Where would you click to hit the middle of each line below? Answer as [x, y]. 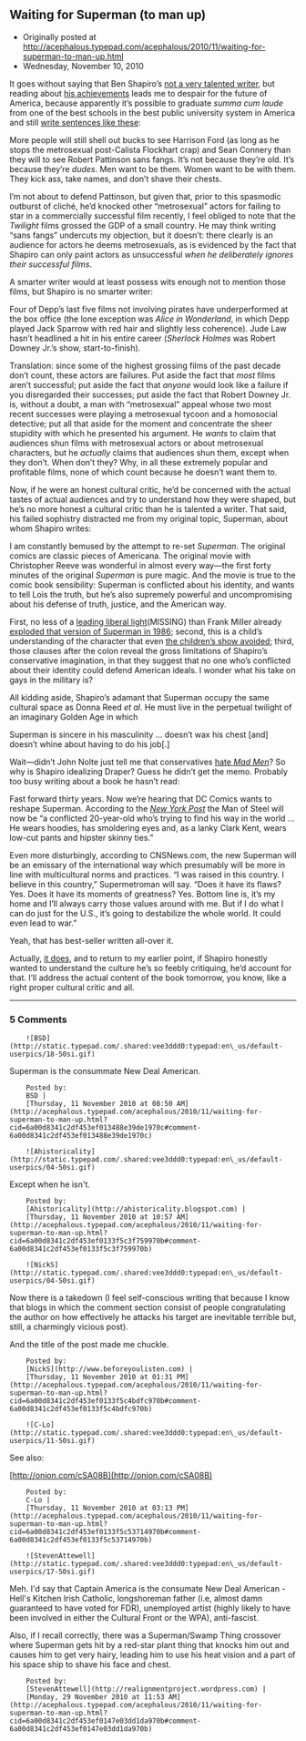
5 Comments [39, 1019]
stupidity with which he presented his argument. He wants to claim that [143, 433]
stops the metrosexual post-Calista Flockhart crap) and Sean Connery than [150, 149]
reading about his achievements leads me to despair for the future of [138, 93]
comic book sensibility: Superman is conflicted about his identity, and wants [152, 584]
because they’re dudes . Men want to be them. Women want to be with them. [153, 169]
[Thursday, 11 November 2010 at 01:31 [99, 1377]
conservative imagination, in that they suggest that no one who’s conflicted [150, 661]
